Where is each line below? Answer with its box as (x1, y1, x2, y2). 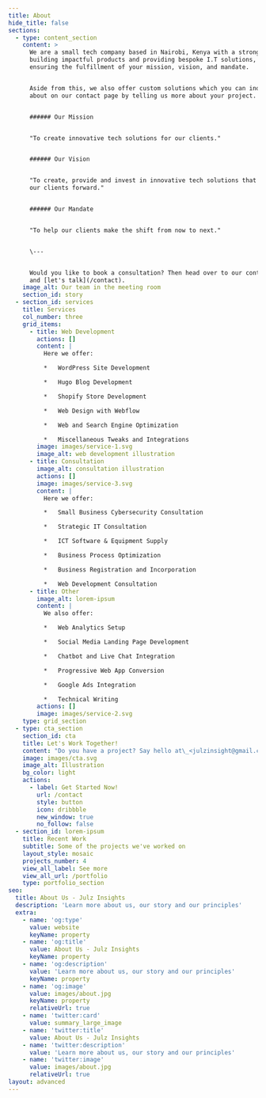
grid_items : (22, 320, 62, 329)
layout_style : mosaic (22, 849, 93, 857)
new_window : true (36, 813, 93, 821)
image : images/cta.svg (22, 754, 97, 762)
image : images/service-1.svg (36, 443, 133, 451)
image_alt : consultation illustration (36, 465, 165, 473)
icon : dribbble (36, 805, 87, 814)
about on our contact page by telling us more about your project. (28, 92, 257, 100)
